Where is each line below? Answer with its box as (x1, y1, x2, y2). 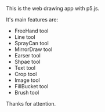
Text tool (14, 64, 36, 71)
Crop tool (14, 71, 37, 77)
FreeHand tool (14, 27, 49, 34)
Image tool (14, 77, 40, 84)
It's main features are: (6, 16, 59, 23)
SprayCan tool (14, 40, 49, 46)
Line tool (14, 34, 36, 40)
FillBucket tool (14, 83, 49, 89)
